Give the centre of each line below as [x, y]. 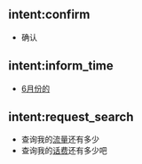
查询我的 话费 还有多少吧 [64, 151]
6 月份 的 [35, 88]
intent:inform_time [61, 66]
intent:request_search [71, 117]
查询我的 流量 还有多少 [60, 139]
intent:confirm [49, 15]
